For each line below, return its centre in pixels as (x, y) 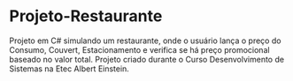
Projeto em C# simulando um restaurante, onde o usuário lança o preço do (145, 40)
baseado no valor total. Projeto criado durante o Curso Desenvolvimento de (147, 59)
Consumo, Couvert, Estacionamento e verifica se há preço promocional (139, 49)
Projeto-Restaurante (86, 16)
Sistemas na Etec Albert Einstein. (69, 69)
